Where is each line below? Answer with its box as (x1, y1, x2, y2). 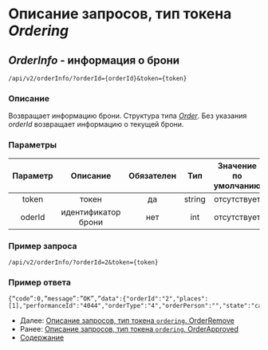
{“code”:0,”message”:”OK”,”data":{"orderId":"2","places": (8, 295, 209, 303)
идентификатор (61, 206, 121, 218)
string (183, 193, 206, 204)
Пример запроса (8, 240, 77, 251)
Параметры (8, 140, 57, 151)
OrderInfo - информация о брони (8, 53, 180, 67)
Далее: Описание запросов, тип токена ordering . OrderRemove (19, 316, 235, 325)
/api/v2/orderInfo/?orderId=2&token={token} (8, 258, 159, 266)
